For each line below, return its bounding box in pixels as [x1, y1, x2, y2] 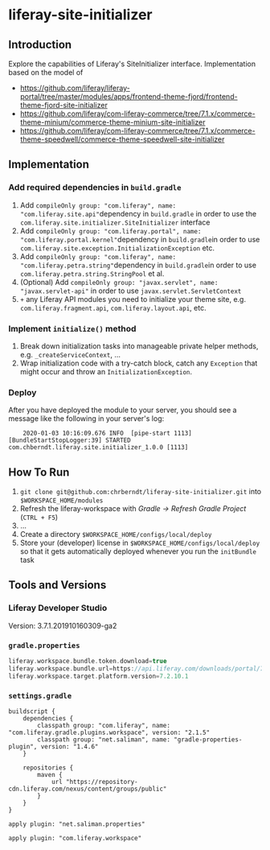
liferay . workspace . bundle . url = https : [8, 664, 135, 673]
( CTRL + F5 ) [19, 513, 59, 522]
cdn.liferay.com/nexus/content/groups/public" [8, 785, 167, 793]
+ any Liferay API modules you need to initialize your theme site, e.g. [19, 294, 247, 303]
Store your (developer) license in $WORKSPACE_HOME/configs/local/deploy [19, 538, 260, 548]
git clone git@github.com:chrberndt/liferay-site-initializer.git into [19, 487, 262, 497]
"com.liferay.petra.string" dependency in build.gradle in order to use [19, 260, 257, 270]
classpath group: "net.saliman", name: [37, 736, 171, 744]
